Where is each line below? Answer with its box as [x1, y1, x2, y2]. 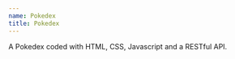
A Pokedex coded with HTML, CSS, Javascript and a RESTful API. [8, 41, 228, 51]
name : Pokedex [8, 11, 57, 20]
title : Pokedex [8, 19, 60, 27]
